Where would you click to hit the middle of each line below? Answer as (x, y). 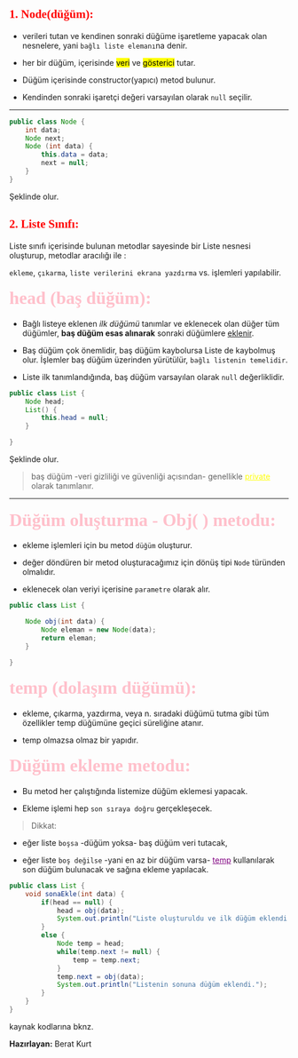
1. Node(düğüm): (51, 14)
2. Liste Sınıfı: (44, 224)
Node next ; (45, 138)
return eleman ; (69, 638)
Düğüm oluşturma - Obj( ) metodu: (143, 520)
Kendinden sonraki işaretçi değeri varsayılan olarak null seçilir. (137, 97)
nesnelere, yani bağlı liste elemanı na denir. (105, 45)
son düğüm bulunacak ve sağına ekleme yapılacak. (115, 869)
